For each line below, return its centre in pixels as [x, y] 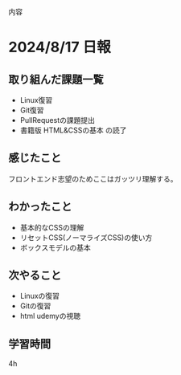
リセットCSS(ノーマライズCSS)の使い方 [86, 237]
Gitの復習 [35, 306]
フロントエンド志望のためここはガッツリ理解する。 [93, 178]
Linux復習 [36, 100]
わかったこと [40, 207]
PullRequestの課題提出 [57, 120]
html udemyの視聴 [50, 316]
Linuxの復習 [40, 296]
